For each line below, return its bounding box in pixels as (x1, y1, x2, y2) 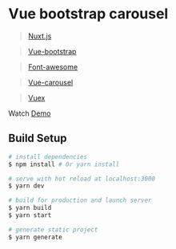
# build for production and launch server (8, 196, 152, 204)
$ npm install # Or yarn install (8, 160, 120, 168)
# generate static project (8, 225, 98, 234)
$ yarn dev (8, 182, 45, 190)
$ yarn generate (8, 233, 62, 241)
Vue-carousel (27, 77, 74, 87)
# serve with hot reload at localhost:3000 (8, 175, 156, 183)
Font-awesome (27, 61, 78, 72)
